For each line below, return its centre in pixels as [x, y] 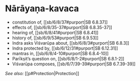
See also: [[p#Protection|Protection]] [42, 73]
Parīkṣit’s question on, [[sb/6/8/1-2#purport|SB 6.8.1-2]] [68, 58]
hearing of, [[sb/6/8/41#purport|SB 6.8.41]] [55, 32]
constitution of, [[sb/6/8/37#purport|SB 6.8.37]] [60, 22]
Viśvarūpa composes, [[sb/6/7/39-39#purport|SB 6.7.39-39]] [74, 64]
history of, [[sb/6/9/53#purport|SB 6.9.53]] [55, 38]
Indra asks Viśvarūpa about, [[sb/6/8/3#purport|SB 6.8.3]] [70, 43]
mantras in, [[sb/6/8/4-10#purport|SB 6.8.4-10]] [60, 53]
